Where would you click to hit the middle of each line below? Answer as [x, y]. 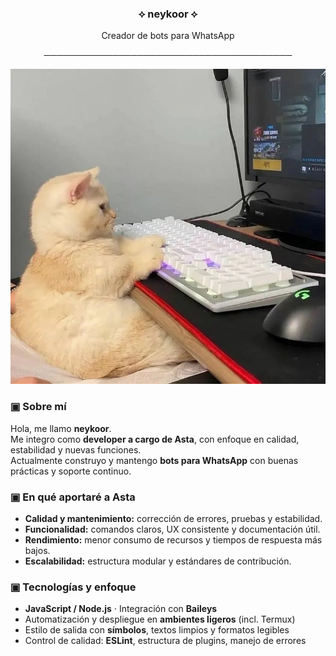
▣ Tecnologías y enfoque [73, 587]
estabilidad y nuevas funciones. [76, 449]
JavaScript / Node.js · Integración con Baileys [121, 609]
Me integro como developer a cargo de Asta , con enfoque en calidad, [155, 439]
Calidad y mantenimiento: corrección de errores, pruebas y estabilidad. [173, 518]
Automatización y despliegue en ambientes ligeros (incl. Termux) [160, 619]
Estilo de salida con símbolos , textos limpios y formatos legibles [157, 630]
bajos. [37, 550]
